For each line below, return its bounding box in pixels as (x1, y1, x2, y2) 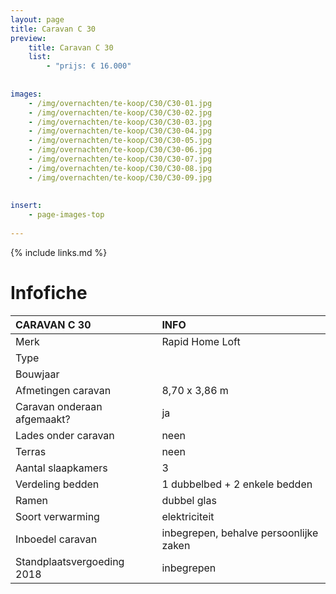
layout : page (10, 14, 65, 25)
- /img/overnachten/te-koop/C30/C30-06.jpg (28, 145, 213, 155)
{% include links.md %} (10, 246, 108, 258)
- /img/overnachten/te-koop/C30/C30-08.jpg (28, 163, 213, 173)
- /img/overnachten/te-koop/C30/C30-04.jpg (28, 126, 213, 136)
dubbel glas (161, 493, 217, 507)
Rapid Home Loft (161, 334, 241, 348)
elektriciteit (161, 509, 215, 523)
